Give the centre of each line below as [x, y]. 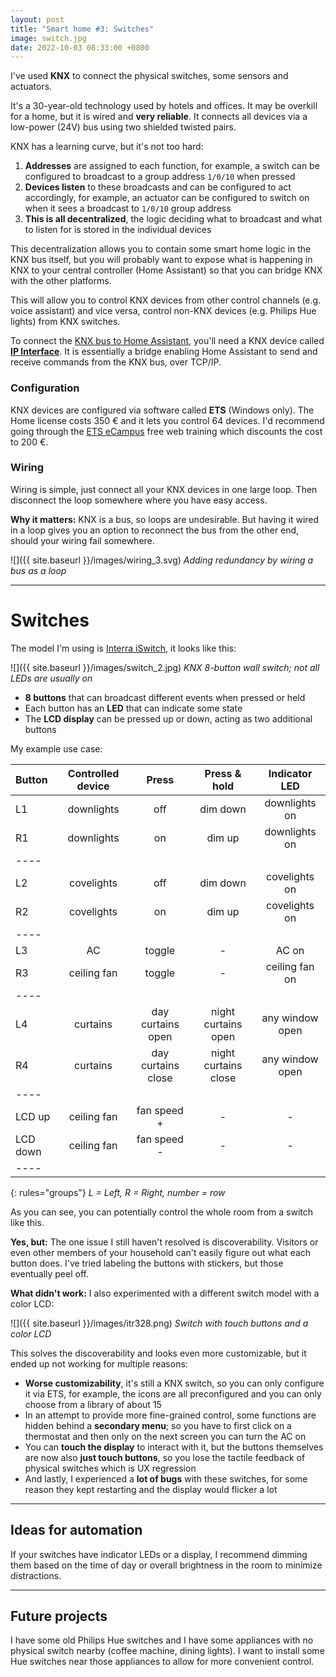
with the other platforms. [61, 281]
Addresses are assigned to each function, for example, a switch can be [172, 166]
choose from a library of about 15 [93, 1404]
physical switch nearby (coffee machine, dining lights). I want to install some [167, 1651]
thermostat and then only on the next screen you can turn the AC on [165, 1436]
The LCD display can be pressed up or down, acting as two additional [168, 718]
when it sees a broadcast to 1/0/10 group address [128, 208]
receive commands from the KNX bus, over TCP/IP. [116, 362]
